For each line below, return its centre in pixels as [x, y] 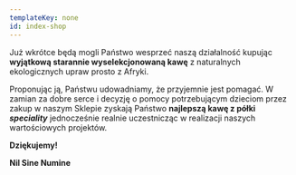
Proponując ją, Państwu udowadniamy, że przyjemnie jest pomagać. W [142, 89]
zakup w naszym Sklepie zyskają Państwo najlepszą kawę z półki [133, 108]
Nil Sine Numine [40, 162]
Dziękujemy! [33, 145]
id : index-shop [38, 26]
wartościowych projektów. [58, 127]
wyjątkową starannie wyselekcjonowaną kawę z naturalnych [125, 62]
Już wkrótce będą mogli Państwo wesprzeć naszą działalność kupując [141, 52]
